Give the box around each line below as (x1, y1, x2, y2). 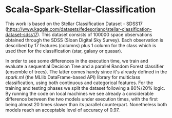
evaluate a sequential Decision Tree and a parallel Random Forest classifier (5, 63, 164, 69)
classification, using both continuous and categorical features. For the (5, 80, 154, 86)
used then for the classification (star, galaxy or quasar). (5, 48, 122, 54)
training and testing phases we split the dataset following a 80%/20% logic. (5, 85, 165, 91)
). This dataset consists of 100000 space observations (37, 31, 152, 37)
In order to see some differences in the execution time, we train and (5, 57, 148, 64)
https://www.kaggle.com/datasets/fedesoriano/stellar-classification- (7, 26, 152, 32)
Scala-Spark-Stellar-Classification (5, 4, 156, 15)
